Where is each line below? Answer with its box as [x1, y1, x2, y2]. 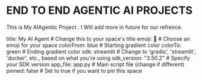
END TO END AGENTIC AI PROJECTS [6, 4, 193, 17]
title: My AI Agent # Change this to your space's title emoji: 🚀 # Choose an [6, 35, 190, 42]
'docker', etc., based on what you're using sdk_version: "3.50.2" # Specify [6, 54, 191, 61]
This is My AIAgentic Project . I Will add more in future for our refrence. [6, 23, 183, 31]
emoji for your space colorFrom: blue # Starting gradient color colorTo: [6, 42, 182, 49]
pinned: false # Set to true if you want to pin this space [6, 67, 142, 74]
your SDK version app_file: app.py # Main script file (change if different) [6, 61, 185, 68]
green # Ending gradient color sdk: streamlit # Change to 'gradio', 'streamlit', [6, 48, 196, 55]
